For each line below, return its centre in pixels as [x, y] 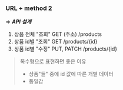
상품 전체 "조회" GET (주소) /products [58, 34]
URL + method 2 [29, 8]
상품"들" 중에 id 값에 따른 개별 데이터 [71, 74]
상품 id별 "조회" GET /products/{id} [56, 42]
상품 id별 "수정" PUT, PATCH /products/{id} [66, 49]
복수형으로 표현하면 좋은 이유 [53, 61]
